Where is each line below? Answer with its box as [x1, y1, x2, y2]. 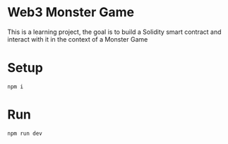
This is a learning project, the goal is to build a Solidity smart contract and [7, 28, 222, 36]
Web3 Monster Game [7, 4, 135, 20]
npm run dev [7, 130, 42, 137]
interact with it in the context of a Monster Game [7, 35, 148, 43]
